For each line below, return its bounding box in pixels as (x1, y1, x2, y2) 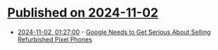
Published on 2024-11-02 (7, 5, 159, 21)
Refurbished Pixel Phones (17, 35, 93, 43)
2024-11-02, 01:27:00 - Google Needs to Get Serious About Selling (17, 28, 211, 36)
